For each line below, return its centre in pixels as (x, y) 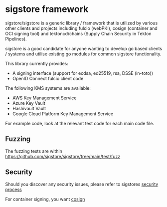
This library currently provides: (37, 63)
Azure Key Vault (29, 103)
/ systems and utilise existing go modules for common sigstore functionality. (83, 54)
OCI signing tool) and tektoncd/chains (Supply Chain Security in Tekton (79, 33)
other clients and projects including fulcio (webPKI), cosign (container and (82, 28)
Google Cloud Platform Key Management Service (63, 114)
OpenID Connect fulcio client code (48, 78)
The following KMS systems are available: (48, 88)
